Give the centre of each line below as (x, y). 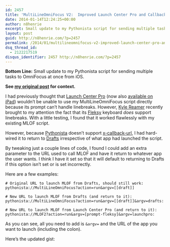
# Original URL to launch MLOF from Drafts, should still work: (74, 183)
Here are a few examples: (32, 174)
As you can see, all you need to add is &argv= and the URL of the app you (81, 224)
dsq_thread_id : (21, 48)
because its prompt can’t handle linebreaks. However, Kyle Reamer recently (84, 107)
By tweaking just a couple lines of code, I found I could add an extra (76, 148)
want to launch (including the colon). (44, 229)
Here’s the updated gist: (30, 239)
